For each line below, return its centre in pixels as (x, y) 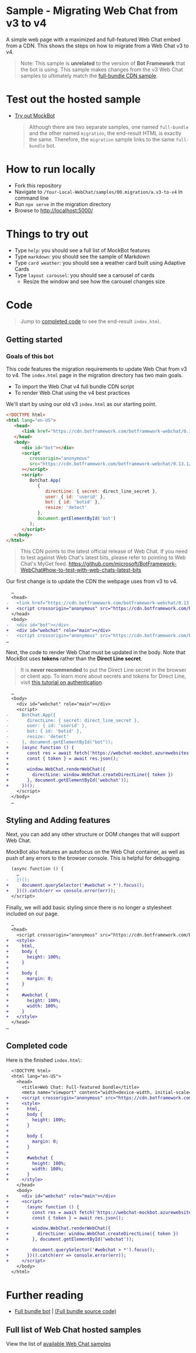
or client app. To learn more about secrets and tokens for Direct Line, (103, 676)
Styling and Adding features (58, 820)
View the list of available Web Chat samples (59, 1344)
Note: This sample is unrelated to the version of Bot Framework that (103, 63)
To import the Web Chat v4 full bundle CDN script (74, 387)
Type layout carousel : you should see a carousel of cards (84, 275)
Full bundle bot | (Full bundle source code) (65, 1311)
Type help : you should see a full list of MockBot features (82, 250)
